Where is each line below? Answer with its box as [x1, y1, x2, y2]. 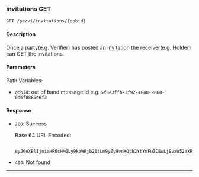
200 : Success [14, 120, 47, 127]
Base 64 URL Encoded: [14, 131, 72, 139]
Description [6, 30, 36, 37]
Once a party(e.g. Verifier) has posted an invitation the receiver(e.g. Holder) [6, 44, 191, 51]
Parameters [6, 64, 36, 71]
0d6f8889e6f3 [14, 94, 47, 101]
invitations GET [6, 5, 52, 13]
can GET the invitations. [6, 50, 65, 57]
